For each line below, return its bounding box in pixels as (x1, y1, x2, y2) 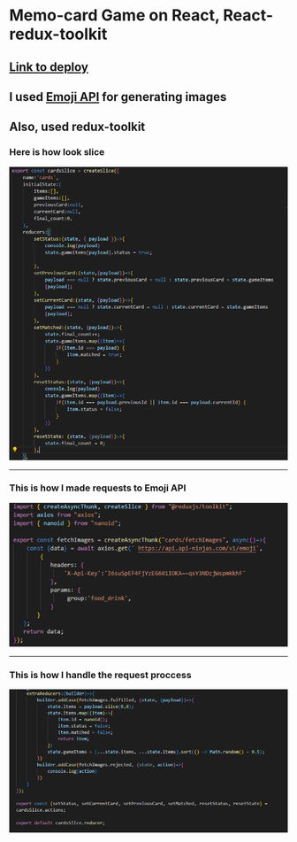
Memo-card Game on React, (9, 5, 220, 26)
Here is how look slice (9, 146, 105, 158)
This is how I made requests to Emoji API (9, 482, 187, 494)
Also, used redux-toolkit (9, 120, 146, 135)
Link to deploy (9, 59, 88, 74)
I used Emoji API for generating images (9, 89, 227, 104)
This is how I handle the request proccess (9, 668, 192, 681)
